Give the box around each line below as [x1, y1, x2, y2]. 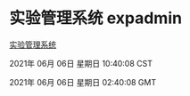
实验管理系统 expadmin [9, 8, 183, 28]
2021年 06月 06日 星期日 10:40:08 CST [9, 58, 153, 68]
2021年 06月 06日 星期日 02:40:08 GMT [9, 76, 157, 87]
